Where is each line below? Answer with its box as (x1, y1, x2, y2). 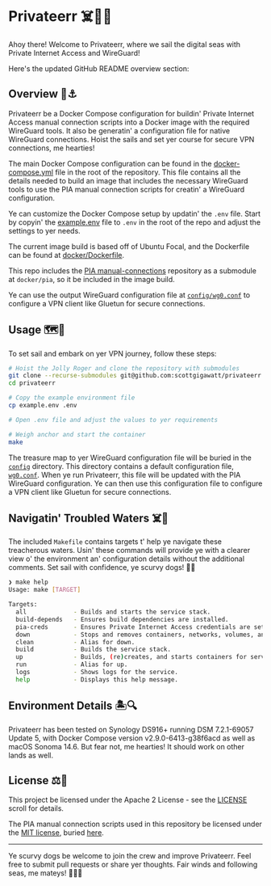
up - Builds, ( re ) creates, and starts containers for (15, 653, 248, 661)
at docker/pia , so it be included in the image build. (8, 274, 175, 284)
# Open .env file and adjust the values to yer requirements (8, 416, 219, 424)
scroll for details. (8, 804, 65, 813)
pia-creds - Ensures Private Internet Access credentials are (15, 622, 251, 631)
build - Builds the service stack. (15, 645, 172, 654)
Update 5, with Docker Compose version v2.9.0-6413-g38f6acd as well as (8, 733, 256, 743)
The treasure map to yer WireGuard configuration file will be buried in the (8, 453, 252, 462)
